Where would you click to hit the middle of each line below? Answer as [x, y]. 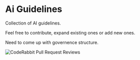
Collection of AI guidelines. [33, 23]
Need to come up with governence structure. [52, 42]
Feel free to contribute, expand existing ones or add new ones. [70, 32]
